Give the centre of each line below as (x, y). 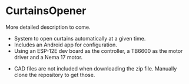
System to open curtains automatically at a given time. (80, 38)
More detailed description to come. (48, 27)
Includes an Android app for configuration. (65, 45)
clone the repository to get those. (54, 75)
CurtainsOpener (46, 11)
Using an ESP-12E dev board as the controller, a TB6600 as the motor (98, 51)
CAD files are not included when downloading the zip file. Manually (95, 68)
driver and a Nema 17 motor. (48, 57)
